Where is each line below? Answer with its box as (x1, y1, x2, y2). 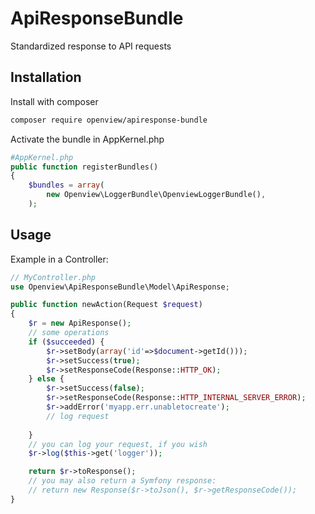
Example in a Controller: (10, 253, 109, 265)
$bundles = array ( (28, 180, 105, 191)
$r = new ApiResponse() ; (28, 318, 132, 329)
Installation (10, 69, 82, 86)
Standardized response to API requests (10, 40, 172, 52)
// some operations (28, 328, 110, 338)
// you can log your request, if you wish (28, 439, 208, 449)
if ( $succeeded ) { (28, 337, 105, 347)
